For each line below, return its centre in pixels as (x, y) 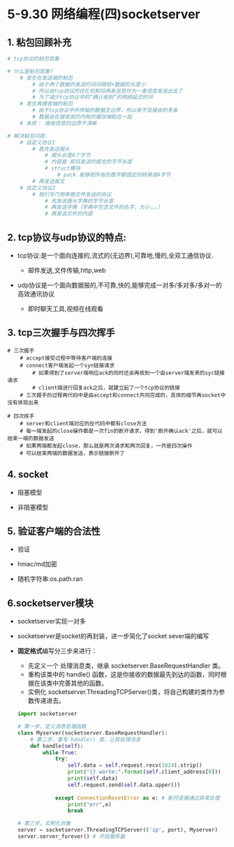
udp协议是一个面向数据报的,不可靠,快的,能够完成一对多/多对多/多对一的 (119, 285)
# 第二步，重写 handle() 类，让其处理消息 (86, 739)
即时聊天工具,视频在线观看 (65, 309)
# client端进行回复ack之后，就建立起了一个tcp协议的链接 (106, 388)
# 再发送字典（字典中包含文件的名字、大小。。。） (103, 207)
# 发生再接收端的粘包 (46, 104)
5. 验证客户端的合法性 (54, 531)
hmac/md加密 (37, 564)
